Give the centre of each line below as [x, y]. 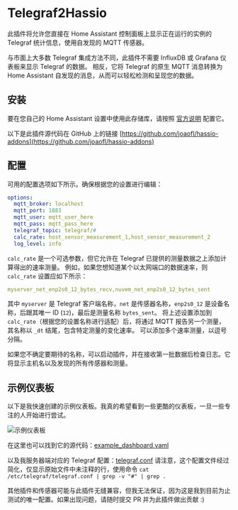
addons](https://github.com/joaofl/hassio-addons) [81, 141]
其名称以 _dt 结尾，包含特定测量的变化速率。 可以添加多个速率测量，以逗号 [117, 330]
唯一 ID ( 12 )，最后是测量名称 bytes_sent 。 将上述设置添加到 [125, 313]
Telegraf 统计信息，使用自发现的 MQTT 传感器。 [78, 42]
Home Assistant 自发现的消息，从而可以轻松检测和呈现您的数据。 [103, 75]
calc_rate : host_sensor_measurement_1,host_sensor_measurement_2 [112, 237]
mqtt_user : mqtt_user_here [53, 217]
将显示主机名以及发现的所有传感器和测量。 [69, 363]
